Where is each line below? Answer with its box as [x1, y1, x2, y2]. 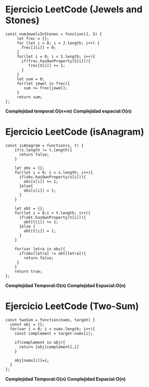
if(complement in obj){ [14, 340, 66, 345]
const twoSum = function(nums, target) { [5, 317, 96, 322]
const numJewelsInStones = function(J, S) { [5, 31, 102, 36]
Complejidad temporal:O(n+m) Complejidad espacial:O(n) [5, 108, 132, 114]
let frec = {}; [16, 36, 50, 41]
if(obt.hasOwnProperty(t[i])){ [18, 215, 86, 220]
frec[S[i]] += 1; [28, 63, 66, 68]
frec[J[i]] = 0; [21, 45, 57, 50]
